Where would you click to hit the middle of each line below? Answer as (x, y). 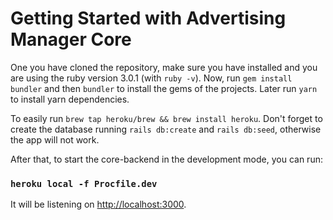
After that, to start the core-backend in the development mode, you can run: (166, 159)
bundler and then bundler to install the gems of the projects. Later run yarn (164, 88)
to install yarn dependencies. (70, 99)
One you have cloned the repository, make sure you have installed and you (164, 67)
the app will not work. (55, 139)
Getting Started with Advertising (148, 18)
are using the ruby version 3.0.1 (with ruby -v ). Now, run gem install (151, 78)
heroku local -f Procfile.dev (84, 183)
